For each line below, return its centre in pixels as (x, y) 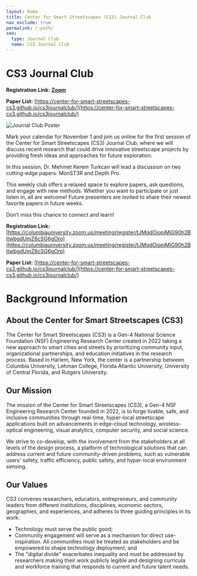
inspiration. (28, 542)
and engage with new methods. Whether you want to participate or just (92, 191)
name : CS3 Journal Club (40, 45)
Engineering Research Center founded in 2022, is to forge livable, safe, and (97, 411)
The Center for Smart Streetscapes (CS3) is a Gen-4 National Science (91, 335)
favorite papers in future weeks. (45, 203)
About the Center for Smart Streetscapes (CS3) (95, 321)
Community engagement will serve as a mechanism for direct (89, 535)
